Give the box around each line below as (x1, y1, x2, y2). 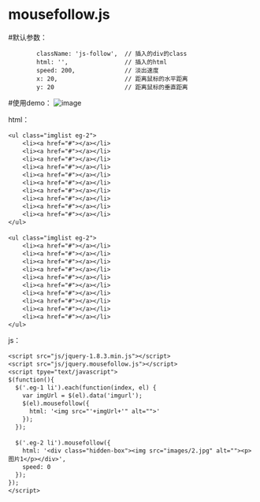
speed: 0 (22, 463, 51, 470)
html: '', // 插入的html (36, 58, 168, 66)
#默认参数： (8, 32, 47, 42)
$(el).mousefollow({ (22, 400, 90, 407)
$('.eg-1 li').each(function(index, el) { (15, 384, 157, 392)
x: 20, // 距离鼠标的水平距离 (36, 75, 188, 83)
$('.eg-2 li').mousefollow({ (15, 439, 111, 447)
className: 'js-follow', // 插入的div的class (36, 50, 188, 58)
